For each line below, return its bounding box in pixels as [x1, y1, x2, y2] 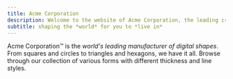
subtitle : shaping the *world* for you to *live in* [7, 23, 163, 30]
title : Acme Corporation [7, 10, 79, 17]
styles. [7, 64, 26, 73]
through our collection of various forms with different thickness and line [7, 57, 212, 65]
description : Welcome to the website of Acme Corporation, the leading [7, 17, 218, 24]
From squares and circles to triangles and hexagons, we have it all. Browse [7, 49, 221, 58]
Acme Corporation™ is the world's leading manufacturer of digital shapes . [7, 42, 218, 51]
